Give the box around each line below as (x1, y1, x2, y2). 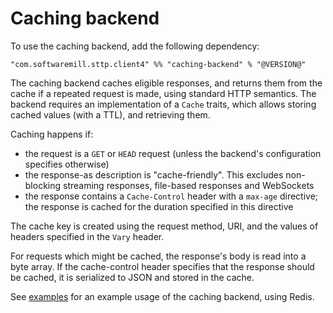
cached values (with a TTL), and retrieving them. (10, 108, 211, 121)
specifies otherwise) (24, 158, 110, 170)
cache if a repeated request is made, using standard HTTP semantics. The (10, 87, 317, 99)
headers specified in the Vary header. (10, 230, 165, 242)
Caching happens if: (10, 128, 94, 140)
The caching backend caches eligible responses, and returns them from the (10, 77, 323, 89)
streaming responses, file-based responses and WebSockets (63, 179, 315, 191)
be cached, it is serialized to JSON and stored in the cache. (10, 271, 255, 283)
